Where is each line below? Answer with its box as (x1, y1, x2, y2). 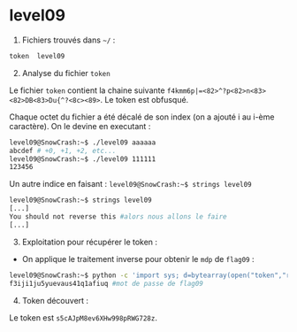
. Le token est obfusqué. (100, 94, 189, 104)
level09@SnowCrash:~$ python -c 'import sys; (9, 271, 179, 280)
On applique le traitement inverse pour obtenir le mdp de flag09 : (21, 253, 255, 264)
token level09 (9, 51, 65, 60)
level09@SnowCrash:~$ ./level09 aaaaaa (9, 138, 156, 147)
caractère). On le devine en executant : (9, 120, 151, 131)
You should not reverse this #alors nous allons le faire (9, 212, 227, 221)
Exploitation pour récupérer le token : (21, 236, 157, 247)
